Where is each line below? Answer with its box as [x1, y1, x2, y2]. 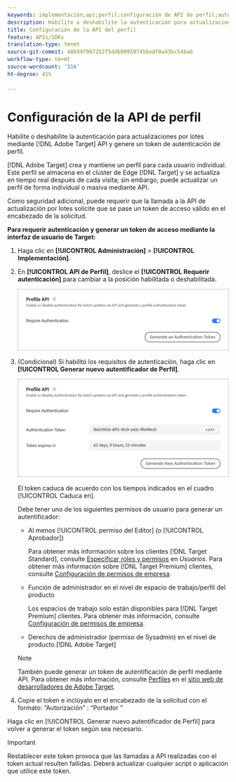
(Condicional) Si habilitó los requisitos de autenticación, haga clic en [17, 358, 216, 366]
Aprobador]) [27, 533, 65, 542]
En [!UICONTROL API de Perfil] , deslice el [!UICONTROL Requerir [17, 268, 209, 276]
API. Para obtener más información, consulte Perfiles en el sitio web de [17, 675, 223, 683]
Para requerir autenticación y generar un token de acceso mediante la [7, 226, 216, 234]
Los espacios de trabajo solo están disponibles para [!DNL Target [27, 604, 218, 613]
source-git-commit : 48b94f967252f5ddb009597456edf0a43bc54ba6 [7, 48, 193, 56]
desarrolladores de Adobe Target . [17, 682, 116, 691]
